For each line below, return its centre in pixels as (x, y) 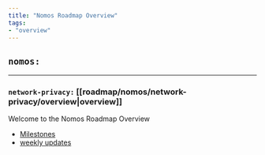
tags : (17, 23)
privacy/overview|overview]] (65, 102)
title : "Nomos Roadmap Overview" (63, 15)
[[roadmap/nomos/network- (131, 92)
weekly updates (45, 142)
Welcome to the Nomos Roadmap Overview (79, 119)
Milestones (37, 134)
